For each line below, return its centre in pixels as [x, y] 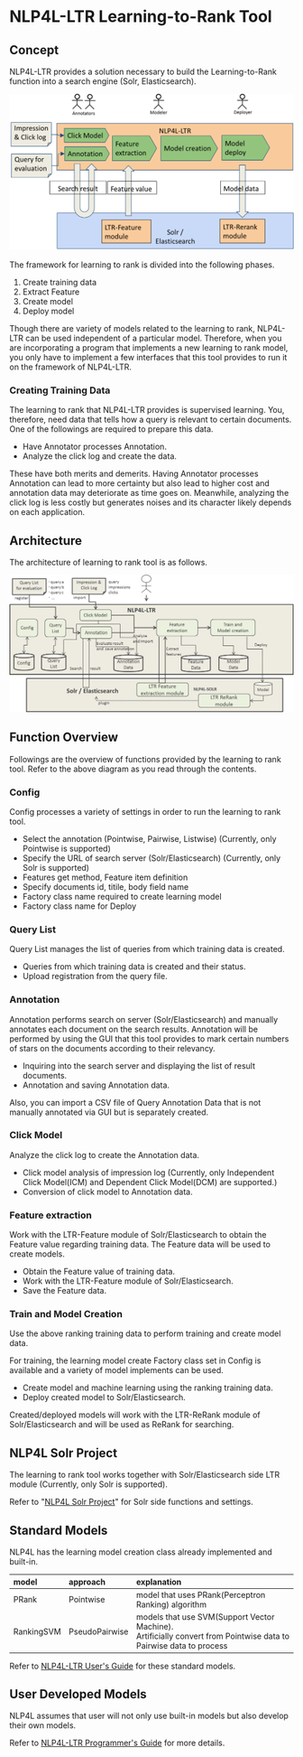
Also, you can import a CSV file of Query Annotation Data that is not [135, 1102]
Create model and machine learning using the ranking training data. [147, 1388]
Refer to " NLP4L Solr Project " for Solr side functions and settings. [132, 1502]
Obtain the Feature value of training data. [99, 1272]
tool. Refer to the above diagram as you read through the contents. [133, 769]
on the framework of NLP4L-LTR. [71, 367]
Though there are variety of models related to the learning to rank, [132, 329]
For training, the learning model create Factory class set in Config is [135, 1360]
